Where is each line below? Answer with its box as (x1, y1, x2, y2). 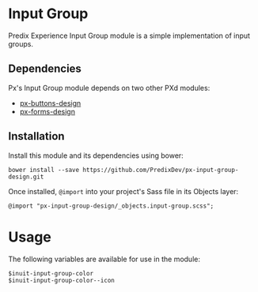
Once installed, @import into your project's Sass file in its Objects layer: (8, 186, 239, 196)
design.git (8, 173, 44, 181)
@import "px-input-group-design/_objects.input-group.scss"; (8, 202, 214, 210)
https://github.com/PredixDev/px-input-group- (82, 166, 239, 174)
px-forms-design (19, 107, 75, 116)
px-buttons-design (19, 98, 82, 107)
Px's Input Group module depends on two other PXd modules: (8, 83, 211, 92)
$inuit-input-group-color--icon (8, 276, 115, 284)
